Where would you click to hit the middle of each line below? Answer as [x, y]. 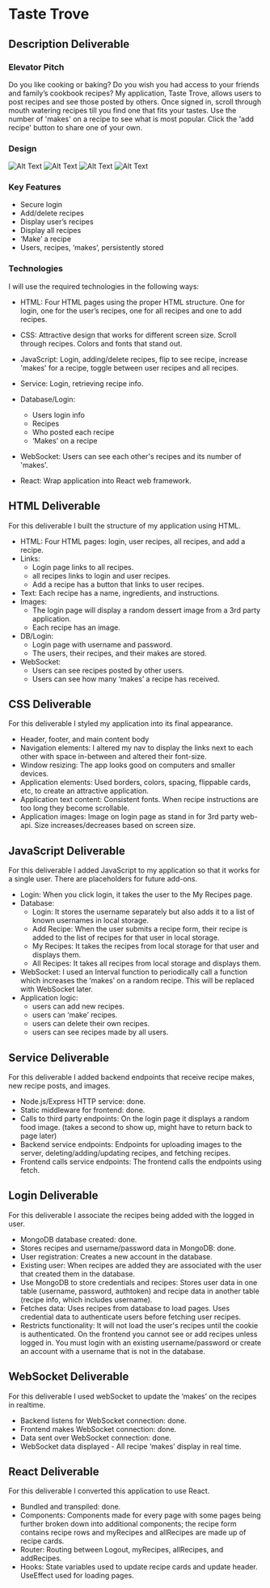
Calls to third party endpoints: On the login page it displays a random [135, 1119]
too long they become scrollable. [75, 808]
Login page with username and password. [102, 644]
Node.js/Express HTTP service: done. [83, 1102]
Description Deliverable [69, 44]
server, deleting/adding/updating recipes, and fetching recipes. [125, 1153]
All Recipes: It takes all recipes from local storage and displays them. [146, 963]
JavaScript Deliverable [67, 851]
